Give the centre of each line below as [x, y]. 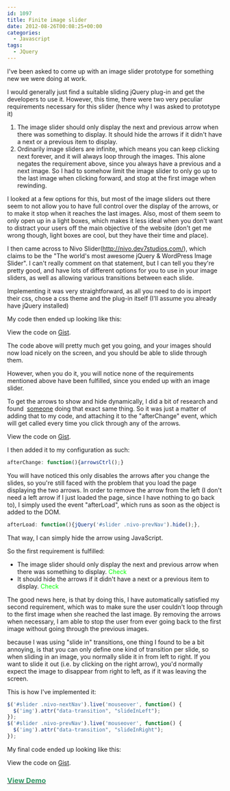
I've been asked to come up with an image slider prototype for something [111, 71]
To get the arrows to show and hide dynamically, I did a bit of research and [112, 401]
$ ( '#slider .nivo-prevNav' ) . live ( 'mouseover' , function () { [95, 724]
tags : [15, 45]
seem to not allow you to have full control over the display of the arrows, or [113, 206]
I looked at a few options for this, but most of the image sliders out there [109, 198]
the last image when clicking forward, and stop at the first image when [116, 178]
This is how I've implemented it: [52, 691]
